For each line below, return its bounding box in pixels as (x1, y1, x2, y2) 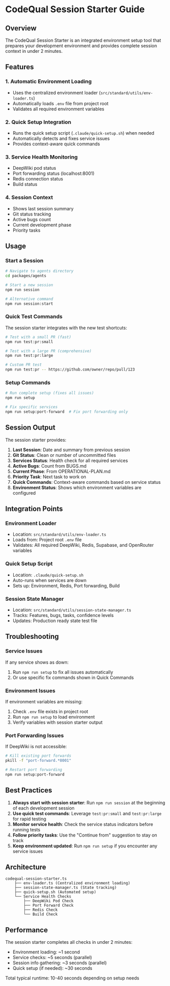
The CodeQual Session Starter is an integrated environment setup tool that (5, 37, 161, 43)
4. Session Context (5, 194, 53, 201)
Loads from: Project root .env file (12, 537, 82, 543)
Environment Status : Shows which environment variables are (12, 484, 142, 490)
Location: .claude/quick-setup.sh (12, 572, 84, 578)
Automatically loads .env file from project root (12, 100, 109, 106)
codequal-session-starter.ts (5, 876, 67, 881)
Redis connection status (12, 176, 63, 182)
